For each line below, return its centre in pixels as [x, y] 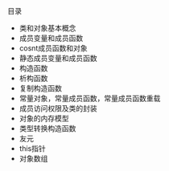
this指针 [32, 149]
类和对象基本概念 [47, 28]
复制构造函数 [40, 88]
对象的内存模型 [44, 118]
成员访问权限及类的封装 [58, 108]
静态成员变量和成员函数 [58, 58]
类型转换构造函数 [47, 128]
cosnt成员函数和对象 [53, 48]
